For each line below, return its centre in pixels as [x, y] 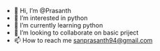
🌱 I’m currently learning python [58, 25]
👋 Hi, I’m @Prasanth [42, 11]
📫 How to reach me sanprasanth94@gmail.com [83, 40]
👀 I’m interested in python [51, 18]
